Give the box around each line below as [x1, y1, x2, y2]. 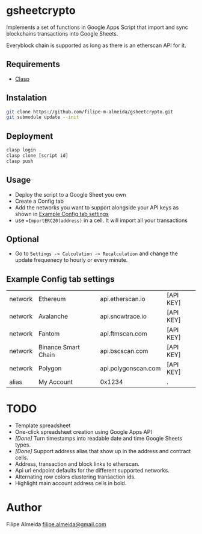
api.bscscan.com [100, 347, 148, 355]
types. [14, 441, 31, 448]
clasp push [6, 158, 34, 164]
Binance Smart [38, 343, 80, 352]
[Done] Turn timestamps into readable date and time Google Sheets [14, 435, 183, 442]
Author [6, 501, 42, 515]
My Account [38, 378, 73, 386]
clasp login [6, 147, 36, 153]
